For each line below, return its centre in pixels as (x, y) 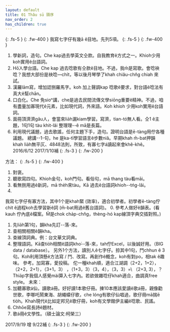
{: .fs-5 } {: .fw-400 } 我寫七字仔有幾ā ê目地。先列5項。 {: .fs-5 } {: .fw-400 (84, 39)
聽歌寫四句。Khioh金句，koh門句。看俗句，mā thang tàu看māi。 (80, 179)
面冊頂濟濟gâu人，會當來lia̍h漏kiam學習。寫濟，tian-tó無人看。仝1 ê (84, 119)
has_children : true (26, 24)
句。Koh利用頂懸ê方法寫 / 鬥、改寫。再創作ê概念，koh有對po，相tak (84, 257)
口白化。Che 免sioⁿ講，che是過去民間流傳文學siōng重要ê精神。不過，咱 (88, 100)
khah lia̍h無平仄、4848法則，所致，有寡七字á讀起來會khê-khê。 (80, 144)
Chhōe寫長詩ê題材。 (34, 308)
